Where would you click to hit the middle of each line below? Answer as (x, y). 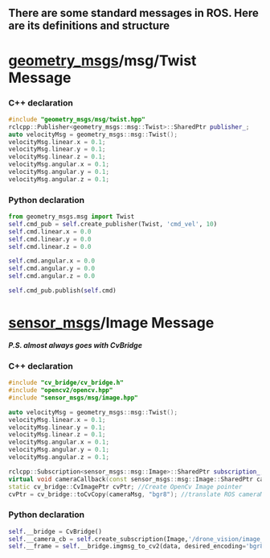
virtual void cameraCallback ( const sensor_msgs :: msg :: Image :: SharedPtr (131, 479)
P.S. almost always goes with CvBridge (76, 345)
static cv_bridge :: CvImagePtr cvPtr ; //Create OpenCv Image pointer (125, 486)
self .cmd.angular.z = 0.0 (51, 276)
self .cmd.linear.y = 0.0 (50, 239)
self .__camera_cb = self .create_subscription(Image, (98, 539)
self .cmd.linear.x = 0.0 (50, 231)
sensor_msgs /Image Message (111, 323)
